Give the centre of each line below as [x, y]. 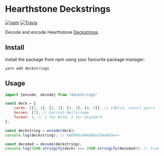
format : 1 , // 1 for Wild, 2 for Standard [58, 117]
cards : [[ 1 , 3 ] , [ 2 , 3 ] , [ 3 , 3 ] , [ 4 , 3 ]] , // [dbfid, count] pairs [84, 108]
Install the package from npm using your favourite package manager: [75, 59]
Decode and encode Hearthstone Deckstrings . [52, 32]
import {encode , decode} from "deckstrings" [51, 95]
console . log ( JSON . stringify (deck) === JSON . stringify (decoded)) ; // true [82, 149]
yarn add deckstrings [27, 68]
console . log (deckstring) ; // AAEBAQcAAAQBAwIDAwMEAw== [62, 135]
